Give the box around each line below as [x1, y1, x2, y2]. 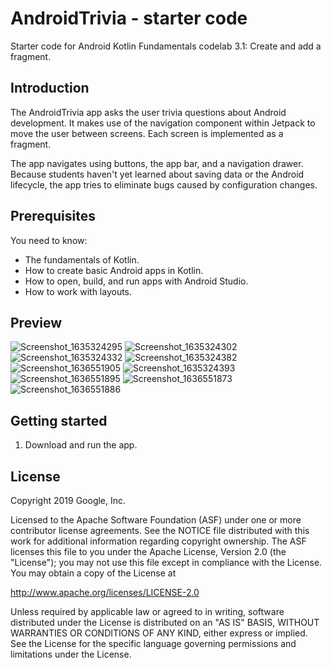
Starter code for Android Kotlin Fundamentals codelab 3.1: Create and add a [10, 40, 322, 52]
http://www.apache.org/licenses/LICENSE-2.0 [10, 587, 200, 598]
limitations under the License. [10, 648, 132, 660]
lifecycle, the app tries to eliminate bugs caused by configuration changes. [10, 178, 318, 191]
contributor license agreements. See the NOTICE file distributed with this [10, 525, 310, 536]
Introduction [10, 80, 90, 97]
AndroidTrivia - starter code [10, 7, 248, 30]
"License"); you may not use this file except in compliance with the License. [10, 557, 323, 568]
